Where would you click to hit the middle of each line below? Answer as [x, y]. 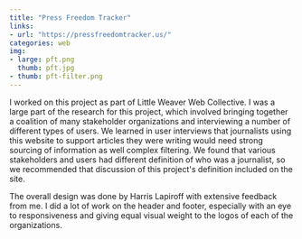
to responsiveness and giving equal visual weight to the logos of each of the [151, 215]
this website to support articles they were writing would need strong [137, 140]
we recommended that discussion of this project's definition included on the [151, 169]
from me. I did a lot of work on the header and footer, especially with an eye [151, 206]
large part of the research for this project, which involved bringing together [149, 111]
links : [22, 26]
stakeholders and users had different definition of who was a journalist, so [147, 160]
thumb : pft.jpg [46, 69]
